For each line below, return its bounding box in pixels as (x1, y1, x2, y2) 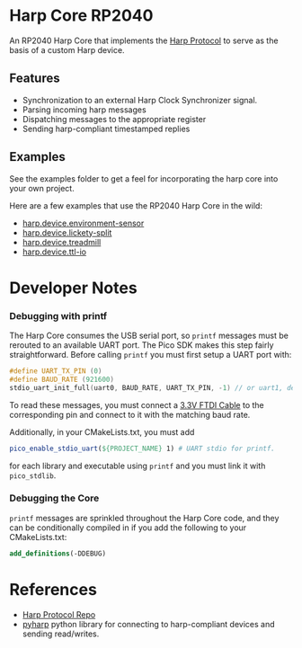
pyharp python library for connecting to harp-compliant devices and (22, 618, 276, 629)
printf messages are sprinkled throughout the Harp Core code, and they (9, 512, 280, 523)
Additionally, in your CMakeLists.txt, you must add (9, 426, 195, 437)
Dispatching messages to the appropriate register (22, 113, 207, 124)
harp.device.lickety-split (22, 226, 112, 238)
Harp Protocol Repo (22, 608, 96, 620)
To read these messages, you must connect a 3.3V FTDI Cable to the (9, 399, 265, 410)
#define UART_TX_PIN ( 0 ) (9, 367, 102, 376)
